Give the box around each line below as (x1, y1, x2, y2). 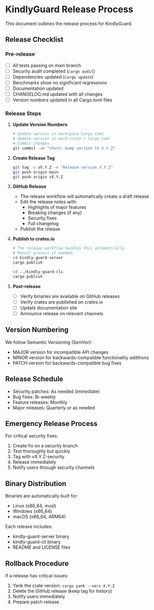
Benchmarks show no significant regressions (12, 79, 107, 85)
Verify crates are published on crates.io (20, 299, 103, 305)
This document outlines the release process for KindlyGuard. (5, 20, 133, 27)
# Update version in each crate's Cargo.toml (12, 136, 111, 142)
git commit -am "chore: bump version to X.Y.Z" (12, 146, 115, 151)
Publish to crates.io (12, 236, 55, 242)
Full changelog (27, 221, 59, 227)
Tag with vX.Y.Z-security (12, 454, 65, 460)
